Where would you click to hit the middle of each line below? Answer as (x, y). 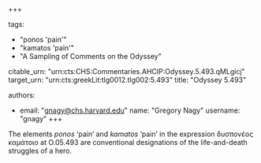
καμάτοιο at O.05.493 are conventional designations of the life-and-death (128, 142)
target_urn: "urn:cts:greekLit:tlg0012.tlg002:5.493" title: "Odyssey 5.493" (127, 80)
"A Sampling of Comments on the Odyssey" (90, 56)
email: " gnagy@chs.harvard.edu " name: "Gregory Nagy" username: (130, 110)
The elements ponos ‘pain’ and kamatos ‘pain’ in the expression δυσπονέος (131, 134)
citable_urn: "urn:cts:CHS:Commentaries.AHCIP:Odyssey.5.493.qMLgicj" (127, 71)
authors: (22, 95)
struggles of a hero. (40, 151)
